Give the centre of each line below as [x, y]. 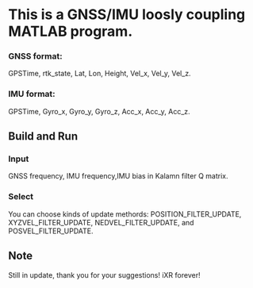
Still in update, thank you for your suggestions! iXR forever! [104, 275]
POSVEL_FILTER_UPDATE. [51, 231]
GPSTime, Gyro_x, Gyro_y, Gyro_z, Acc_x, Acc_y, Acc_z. [99, 111]
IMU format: [32, 94]
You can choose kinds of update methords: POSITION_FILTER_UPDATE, [125, 214]
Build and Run [43, 136]
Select [21, 197]
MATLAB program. [71, 31]
